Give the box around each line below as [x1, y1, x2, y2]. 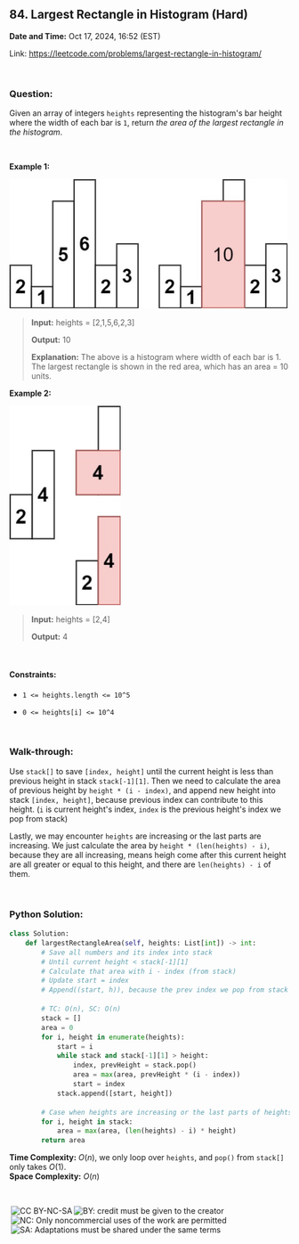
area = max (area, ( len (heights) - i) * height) [56, 1126, 238, 1135]
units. [30, 370, 52, 381]
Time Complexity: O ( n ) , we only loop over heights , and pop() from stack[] [9, 1152, 285, 1163]
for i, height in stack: [41, 1117, 133, 1126]
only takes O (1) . [9, 1162, 67, 1173]
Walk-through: [9, 746, 74, 758]
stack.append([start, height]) [56, 1089, 174, 1098]
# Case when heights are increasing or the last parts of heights [41, 1108, 293, 1117]
